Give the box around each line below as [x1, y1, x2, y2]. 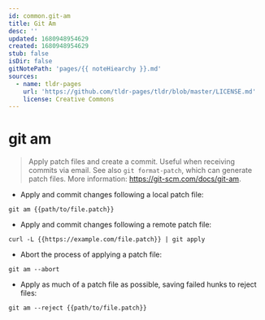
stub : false [8, 50, 49, 58]
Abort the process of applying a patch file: [20, 249, 163, 260]
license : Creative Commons [23, 95, 115, 103]
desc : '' [8, 27, 38, 35]
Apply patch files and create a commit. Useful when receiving [28, 157, 236, 166]
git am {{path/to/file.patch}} [8, 205, 115, 214]
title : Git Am [8, 19, 57, 28]
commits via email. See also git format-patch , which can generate [28, 166, 253, 175]
